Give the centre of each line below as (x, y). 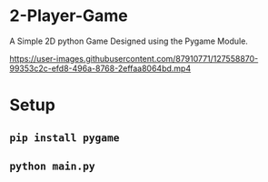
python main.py (52, 166)
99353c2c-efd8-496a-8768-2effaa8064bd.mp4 (100, 68)
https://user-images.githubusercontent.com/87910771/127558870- (134, 58)
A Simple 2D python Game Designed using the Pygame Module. (129, 41)
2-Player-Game (69, 16)
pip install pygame (65, 137)
